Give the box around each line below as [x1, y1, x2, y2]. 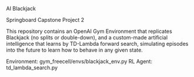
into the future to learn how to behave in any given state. [6, 46, 143, 53]
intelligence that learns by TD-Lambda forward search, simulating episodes [6, 41, 189, 47]
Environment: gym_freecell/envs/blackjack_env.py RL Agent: [6, 58, 153, 65]
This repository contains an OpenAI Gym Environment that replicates [6, 28, 172, 35]
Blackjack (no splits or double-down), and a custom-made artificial [6, 34, 168, 41]
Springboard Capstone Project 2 [6, 16, 84, 23]
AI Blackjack [6, 5, 36, 12]
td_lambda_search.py [6, 64, 58, 71]
